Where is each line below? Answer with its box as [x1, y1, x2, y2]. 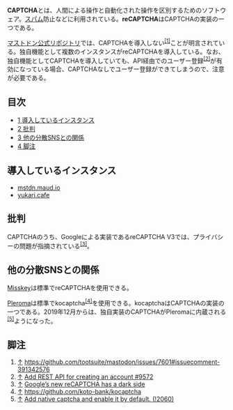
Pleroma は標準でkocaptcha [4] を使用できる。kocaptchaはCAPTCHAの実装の [7, 298, 225, 307]
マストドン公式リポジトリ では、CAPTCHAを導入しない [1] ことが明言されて [7, 38, 219, 47]
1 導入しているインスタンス [17, 116, 95, 124]
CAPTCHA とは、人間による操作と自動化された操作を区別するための [7, 6, 202, 14]
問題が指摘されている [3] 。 [19, 240, 94, 250]
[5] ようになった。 [7, 315, 57, 325]
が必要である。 [7, 74, 50, 82]
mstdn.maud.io [17, 183, 61, 192]
